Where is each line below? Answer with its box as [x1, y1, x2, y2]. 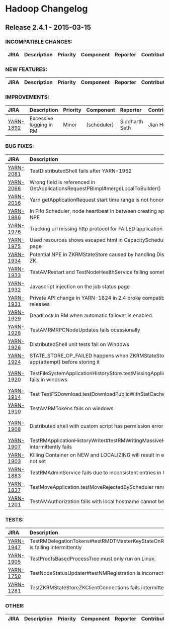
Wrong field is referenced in [29, 178, 96, 186]
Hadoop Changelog [5, 3, 88, 15]
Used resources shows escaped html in [29, 236, 123, 243]
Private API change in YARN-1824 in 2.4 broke [29, 294, 141, 301]
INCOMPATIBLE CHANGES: [5, 38, 73, 45]
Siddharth [120, 118, 143, 125]
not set [29, 458, 46, 465]
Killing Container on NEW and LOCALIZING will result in [29, 451, 160, 458]
